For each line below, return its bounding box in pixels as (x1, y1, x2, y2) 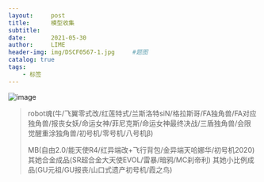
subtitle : (8, 26, 41, 34)
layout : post (8, 11, 66, 20)
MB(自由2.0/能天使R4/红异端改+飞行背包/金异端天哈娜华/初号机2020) (27, 145, 255, 154)
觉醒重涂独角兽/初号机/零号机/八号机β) (27, 128, 154, 138)
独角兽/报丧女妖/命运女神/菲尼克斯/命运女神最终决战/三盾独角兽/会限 (27, 118, 252, 127)
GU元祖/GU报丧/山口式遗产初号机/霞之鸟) (36, 165, 173, 174)
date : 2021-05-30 (8, 33, 87, 42)
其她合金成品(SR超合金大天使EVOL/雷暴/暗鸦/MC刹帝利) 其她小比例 (27, 155, 248, 165)
